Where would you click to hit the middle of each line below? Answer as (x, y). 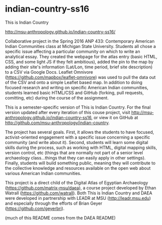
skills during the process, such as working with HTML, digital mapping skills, (81, 147)
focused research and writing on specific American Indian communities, (77, 87)
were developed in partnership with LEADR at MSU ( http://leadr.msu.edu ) (78, 198)
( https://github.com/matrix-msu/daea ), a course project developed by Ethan (81, 188)
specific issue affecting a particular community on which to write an (73, 51)
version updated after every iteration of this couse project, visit (68, 112)
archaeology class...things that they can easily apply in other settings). (75, 158)
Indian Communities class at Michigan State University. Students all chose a (81, 46)
